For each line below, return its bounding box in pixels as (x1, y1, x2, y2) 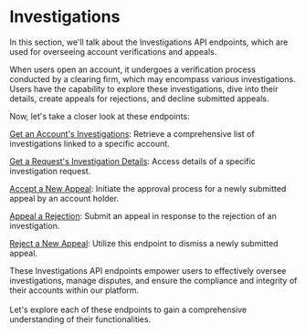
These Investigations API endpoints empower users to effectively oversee (9, 265, 287, 276)
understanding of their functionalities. (9, 313, 152, 325)
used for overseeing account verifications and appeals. (9, 46, 217, 57)
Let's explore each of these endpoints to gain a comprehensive (9, 304, 248, 315)
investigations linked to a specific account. (9, 138, 171, 149)
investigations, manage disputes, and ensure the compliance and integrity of (9, 275, 298, 286)
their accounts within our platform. (9, 285, 140, 296)
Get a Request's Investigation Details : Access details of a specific (9, 155, 256, 166)
